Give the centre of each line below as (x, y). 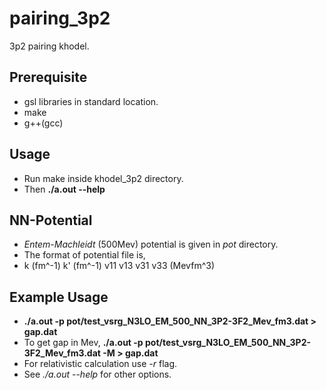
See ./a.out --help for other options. (97, 374)
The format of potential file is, (84, 255)
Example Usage (59, 297)
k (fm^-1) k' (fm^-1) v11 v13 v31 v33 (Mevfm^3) (119, 266)
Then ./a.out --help (64, 189)
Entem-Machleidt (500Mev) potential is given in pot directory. (151, 244)
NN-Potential (51, 220)
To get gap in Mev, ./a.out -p (83, 343)
